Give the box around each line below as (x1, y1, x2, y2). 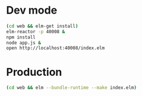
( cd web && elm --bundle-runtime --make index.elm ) (6, 85, 137, 91)
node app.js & (6, 40, 42, 46)
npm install (6, 34, 36, 40)
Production (6, 65, 62, 79)
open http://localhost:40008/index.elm (6, 45, 105, 51)
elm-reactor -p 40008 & (6, 28, 65, 34)
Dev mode (6, 4, 58, 17)
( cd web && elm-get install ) (6, 23, 78, 29)
